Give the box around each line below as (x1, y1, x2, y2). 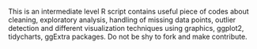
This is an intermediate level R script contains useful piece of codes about (8, 7, 249, 16)
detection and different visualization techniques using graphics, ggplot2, (8, 24, 244, 32)
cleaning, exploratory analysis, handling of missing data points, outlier (8, 15, 236, 24)
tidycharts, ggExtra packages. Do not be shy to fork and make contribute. (8, 32, 248, 41)
